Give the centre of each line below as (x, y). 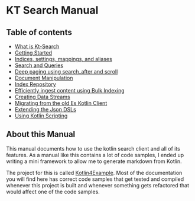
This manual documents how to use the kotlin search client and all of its (93, 148)
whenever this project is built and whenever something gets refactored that (98, 185)
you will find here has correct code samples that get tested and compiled (95, 179)
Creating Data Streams (42, 97)
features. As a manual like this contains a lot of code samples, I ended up (95, 155)
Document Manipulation (44, 78)
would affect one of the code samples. (53, 192)
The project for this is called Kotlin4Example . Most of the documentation (94, 173)
